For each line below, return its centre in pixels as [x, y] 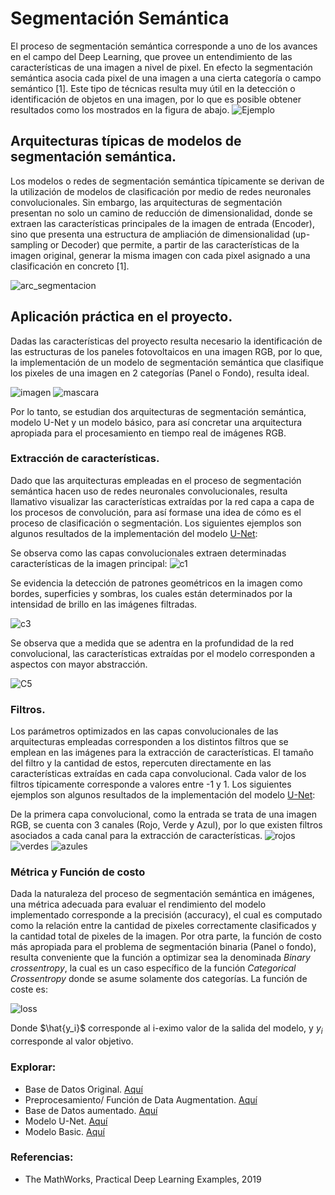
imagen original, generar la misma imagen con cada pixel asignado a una [160, 255]
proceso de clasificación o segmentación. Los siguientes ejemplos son [156, 523]
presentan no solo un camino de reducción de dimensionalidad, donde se [161, 213]
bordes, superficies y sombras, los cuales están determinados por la [151, 593]
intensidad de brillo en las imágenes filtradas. [104, 604]
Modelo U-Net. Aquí [66, 1121]
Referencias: [42, 1157]
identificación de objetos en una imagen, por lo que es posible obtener [156, 99]
